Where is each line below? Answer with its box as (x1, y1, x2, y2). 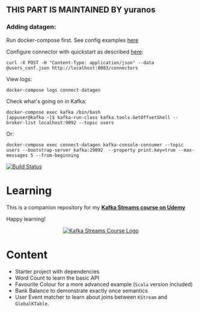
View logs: (6, 75, 32, 83)
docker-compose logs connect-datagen (6, 87, 101, 93)
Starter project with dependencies (14, 268, 100, 275)
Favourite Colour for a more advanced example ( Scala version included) (14, 280, 193, 287)
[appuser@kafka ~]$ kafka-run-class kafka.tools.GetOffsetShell (6, 114, 171, 121)
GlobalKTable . (14, 299, 49, 307)
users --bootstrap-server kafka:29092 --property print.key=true (6, 147, 176, 153)
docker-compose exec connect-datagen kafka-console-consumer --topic (6, 142, 184, 148)
